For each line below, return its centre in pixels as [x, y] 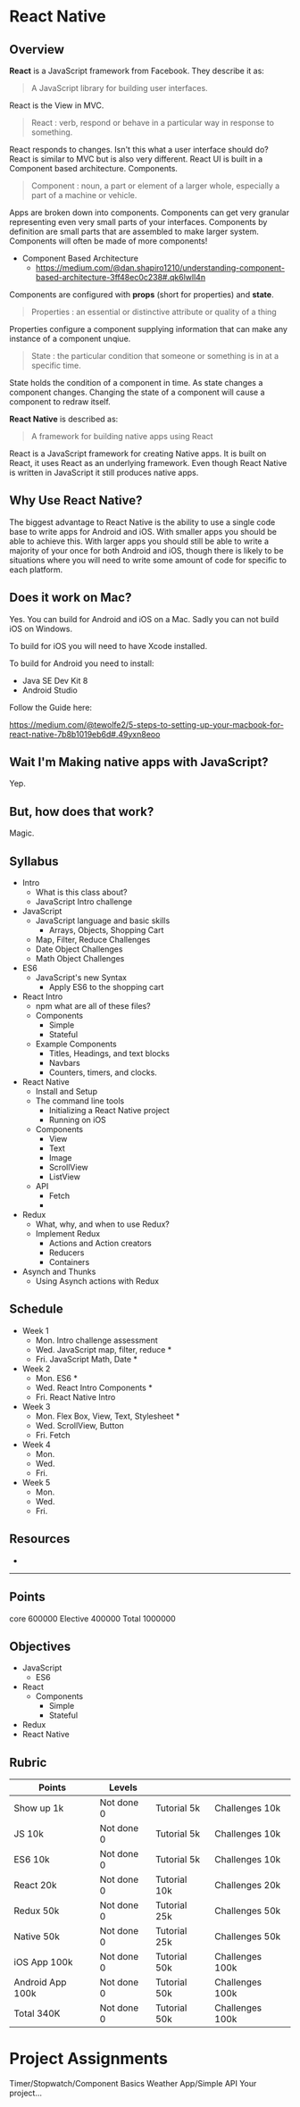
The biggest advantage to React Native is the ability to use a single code [142, 522]
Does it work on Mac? [71, 598]
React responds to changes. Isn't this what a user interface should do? [139, 150]
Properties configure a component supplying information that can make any [149, 329]
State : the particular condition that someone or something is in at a [155, 356]
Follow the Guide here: [50, 707]
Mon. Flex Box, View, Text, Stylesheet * [108, 1416]
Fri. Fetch [53, 1435]
